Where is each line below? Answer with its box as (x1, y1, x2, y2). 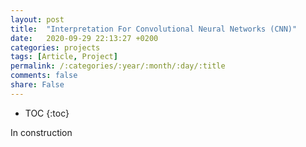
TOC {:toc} (24, 107, 70, 119)
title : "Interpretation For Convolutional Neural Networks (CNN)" (10, 24, 298, 34)
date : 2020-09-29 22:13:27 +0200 (10, 33, 159, 43)
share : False (10, 80, 65, 90)
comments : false (10, 71, 78, 81)
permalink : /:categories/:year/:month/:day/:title (10, 61, 226, 71)
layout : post (10, 14, 65, 25)
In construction (10, 126, 73, 138)
